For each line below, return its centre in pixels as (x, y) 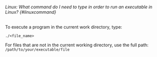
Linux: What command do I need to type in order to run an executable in (79, 7)
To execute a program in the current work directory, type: (64, 27)
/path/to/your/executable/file (37, 50)
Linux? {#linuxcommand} (31, 12)
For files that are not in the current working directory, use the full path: (77, 45)
